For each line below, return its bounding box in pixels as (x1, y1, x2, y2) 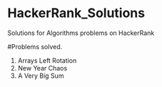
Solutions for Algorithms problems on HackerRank (7, 29, 155, 37)
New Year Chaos (17, 63, 68, 72)
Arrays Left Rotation (17, 56, 77, 65)
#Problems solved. (7, 42, 63, 51)
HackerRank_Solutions (7, 5, 145, 21)
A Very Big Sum (17, 71, 64, 80)
